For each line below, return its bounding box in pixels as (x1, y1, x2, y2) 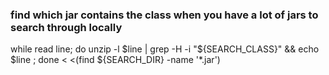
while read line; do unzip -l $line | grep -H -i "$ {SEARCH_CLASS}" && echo (10, 43, 320, 55)
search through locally (10, 20, 123, 34)
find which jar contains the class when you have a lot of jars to (10, 8, 319, 22)
